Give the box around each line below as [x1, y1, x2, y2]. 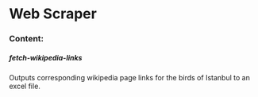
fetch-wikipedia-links [9, 52, 83, 62]
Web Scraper [9, 5, 98, 23]
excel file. [9, 81, 40, 91]
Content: [9, 33, 44, 45]
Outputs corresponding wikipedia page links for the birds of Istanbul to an [9, 73, 251, 83]
